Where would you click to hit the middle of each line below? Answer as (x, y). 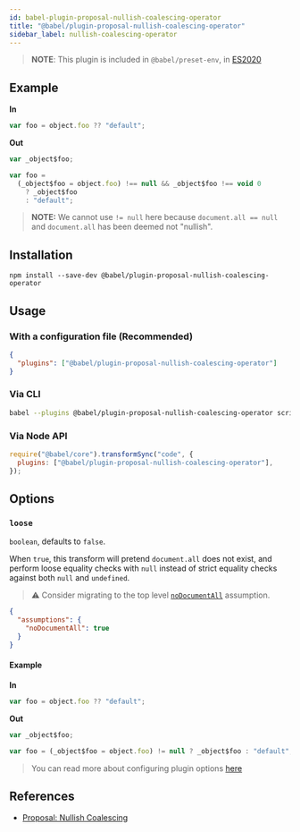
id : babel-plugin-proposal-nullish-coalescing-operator (115, 17)
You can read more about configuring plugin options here (137, 768)
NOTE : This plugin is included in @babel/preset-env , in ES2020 (146, 60)
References (42, 796)
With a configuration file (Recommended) (101, 336)
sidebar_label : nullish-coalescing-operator (93, 34)
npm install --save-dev (54, 276)
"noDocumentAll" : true (67, 628)
